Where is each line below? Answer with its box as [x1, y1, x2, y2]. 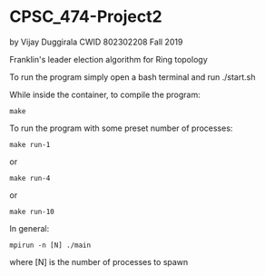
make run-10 [9, 207, 54, 216]
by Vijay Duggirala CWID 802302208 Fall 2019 [9, 36, 183, 47]
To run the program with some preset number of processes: [9, 123, 233, 133]
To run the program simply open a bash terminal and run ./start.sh [9, 71, 256, 83]
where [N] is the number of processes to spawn [9, 256, 189, 267]
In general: [9, 222, 50, 233]
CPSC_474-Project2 [9, 6, 162, 27]
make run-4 [9, 173, 51, 182]
